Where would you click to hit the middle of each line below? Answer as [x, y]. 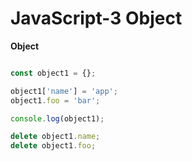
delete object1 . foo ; [53, 146]
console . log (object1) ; [57, 118]
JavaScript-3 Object [96, 18]
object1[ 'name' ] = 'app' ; [64, 91]
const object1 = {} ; [53, 73]
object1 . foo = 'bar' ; [55, 100]
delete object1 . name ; [55, 137]
